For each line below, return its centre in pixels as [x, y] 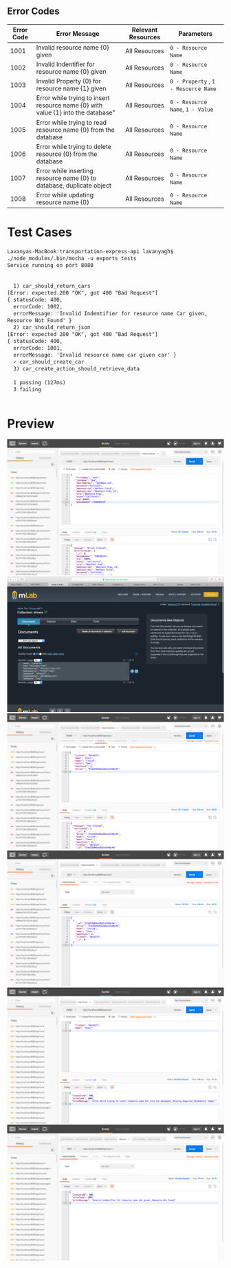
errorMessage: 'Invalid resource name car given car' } [95, 355]
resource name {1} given [71, 88]
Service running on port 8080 [51, 265]
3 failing [27, 389]
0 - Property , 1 [192, 81]
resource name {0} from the [75, 130]
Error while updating [65, 195]
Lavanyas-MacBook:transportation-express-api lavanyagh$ [90, 251]
